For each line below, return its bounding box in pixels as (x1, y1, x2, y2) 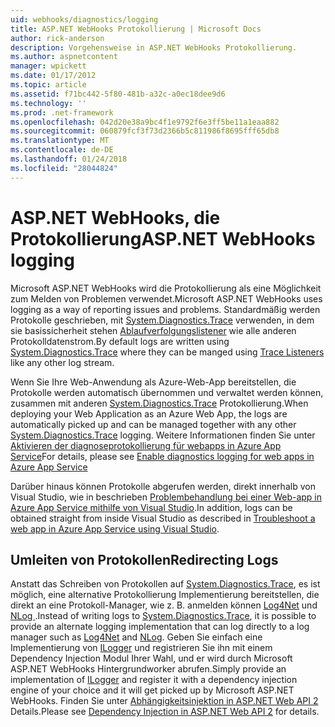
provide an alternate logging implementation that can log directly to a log (10, 621, 310, 633)
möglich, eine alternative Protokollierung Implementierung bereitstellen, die (10, 589, 320, 601)
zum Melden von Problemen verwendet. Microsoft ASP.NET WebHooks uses (10, 292, 323, 305)
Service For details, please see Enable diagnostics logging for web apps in (10, 450, 315, 462)
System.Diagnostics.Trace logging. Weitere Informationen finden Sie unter (10, 429, 316, 441)
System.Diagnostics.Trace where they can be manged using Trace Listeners (10, 346, 325, 358)
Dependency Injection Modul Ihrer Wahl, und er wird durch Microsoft (10, 652, 293, 665)
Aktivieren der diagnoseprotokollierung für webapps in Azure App (10, 439, 282, 451)
